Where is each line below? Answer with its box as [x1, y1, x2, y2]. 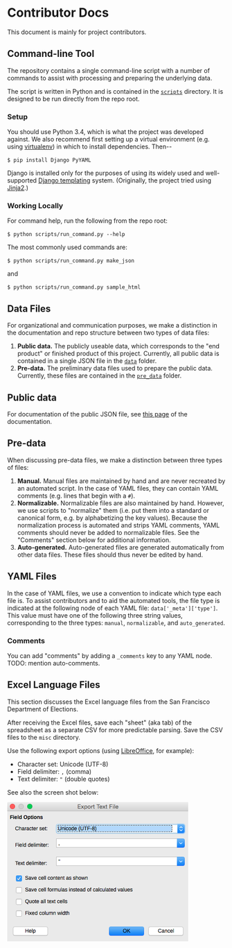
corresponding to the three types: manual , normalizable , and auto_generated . [7, 618, 225, 627]
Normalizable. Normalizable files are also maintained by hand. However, [17, 498, 225, 507]
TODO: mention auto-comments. [7, 659, 100, 667]
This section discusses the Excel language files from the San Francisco [7, 697, 210, 706]
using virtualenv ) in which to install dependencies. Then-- [7, 142, 172, 151]
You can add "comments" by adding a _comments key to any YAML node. [7, 651, 213, 660]
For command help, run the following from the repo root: [7, 217, 168, 225]
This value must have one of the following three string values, [7, 611, 184, 619]
